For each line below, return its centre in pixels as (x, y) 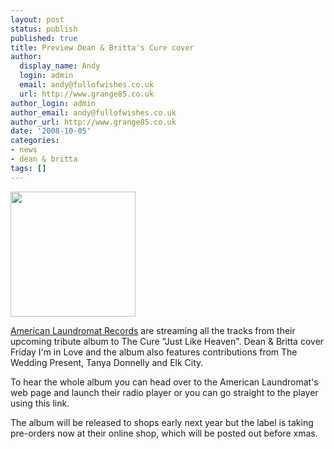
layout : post (37, 19)
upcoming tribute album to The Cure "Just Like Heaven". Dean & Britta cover (167, 341)
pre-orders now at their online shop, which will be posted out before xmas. (164, 433)
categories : (35, 141)
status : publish (44, 29)
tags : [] (28, 168)
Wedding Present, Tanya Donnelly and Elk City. (107, 362)
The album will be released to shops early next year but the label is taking (162, 422)
